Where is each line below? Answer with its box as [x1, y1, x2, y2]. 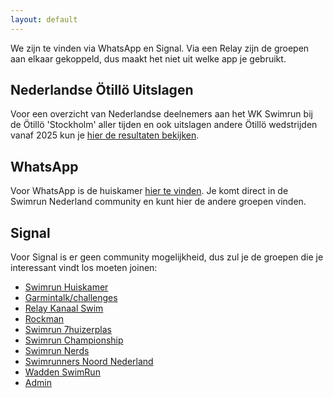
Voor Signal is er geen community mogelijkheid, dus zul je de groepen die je [10, 251, 324, 263]
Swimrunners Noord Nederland [24, 356, 154, 368]
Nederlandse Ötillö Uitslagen [10, 82, 194, 99]
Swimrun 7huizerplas [24, 324, 112, 336]
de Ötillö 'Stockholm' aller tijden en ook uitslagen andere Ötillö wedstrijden [10, 119, 318, 131]
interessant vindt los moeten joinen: [10, 262, 158, 274]
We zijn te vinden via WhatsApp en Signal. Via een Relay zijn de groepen [10, 42, 310, 54]
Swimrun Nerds [24, 345, 90, 357]
